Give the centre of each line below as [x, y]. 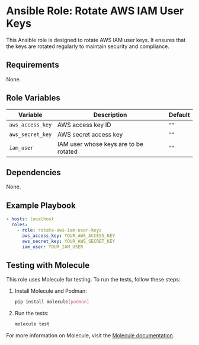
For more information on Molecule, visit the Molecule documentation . [90, 335]
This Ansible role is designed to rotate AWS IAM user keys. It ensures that [96, 40]
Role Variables [33, 98]
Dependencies [33, 172]
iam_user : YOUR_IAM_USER [52, 247]
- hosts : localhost [30, 219]
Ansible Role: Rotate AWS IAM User [95, 11]
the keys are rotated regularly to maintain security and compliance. [88, 46]
